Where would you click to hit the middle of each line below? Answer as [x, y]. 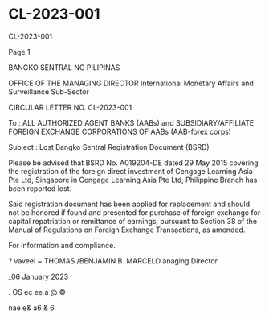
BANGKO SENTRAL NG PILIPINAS [64, 67]
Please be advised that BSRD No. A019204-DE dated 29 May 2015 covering [133, 163]
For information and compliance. [62, 245]
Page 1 [19, 52]
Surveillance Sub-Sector [49, 91]
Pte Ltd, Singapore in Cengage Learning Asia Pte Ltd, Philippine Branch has [133, 180]
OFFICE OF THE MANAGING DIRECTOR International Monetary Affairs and [131, 83]
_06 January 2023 [39, 276]
